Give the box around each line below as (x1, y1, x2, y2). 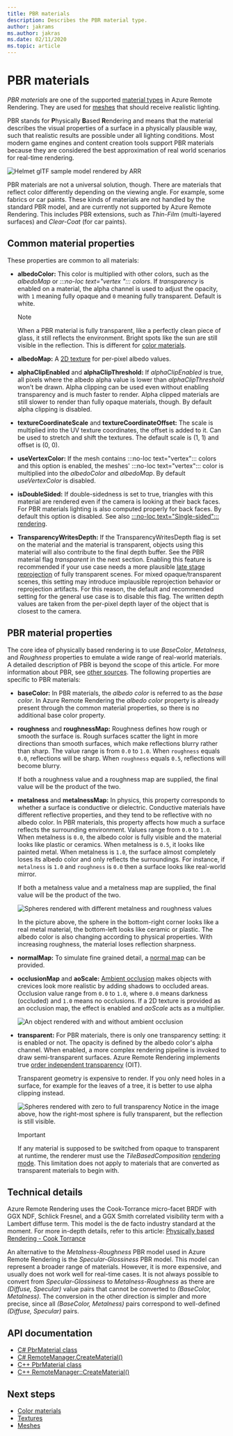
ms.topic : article (7, 42, 61, 49)
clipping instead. (17, 1088, 65, 1097)
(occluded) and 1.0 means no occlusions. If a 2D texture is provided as (17, 997, 221, 1005)
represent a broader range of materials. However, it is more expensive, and (7, 1263, 222, 1271)
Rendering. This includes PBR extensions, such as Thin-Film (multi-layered (7, 210, 221, 218)
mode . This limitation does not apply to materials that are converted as (17, 1159, 220, 1167)
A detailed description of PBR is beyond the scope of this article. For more (7, 660, 220, 669)
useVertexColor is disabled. (17, 476, 96, 485)
